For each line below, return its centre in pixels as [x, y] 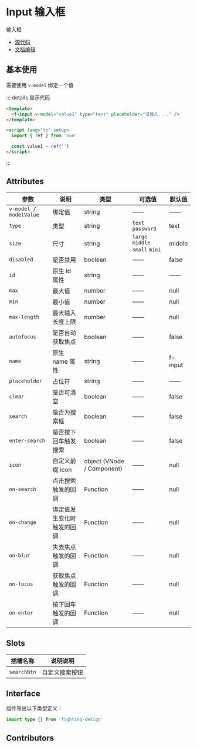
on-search [23, 489]
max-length [24, 317]
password [144, 228]
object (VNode [104, 461]
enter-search [27, 440]
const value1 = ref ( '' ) [40, 147]
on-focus [21, 584]
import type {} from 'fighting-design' [55, 720]
